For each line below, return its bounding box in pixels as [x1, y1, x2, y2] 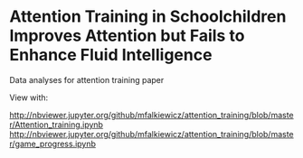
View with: [9, 92, 49, 103]
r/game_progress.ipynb [9, 138, 97, 149]
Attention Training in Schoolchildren [9, 6, 287, 27]
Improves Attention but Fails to [9, 25, 245, 46]
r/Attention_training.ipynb [9, 119, 104, 130]
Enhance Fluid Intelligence [9, 45, 213, 65]
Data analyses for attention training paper [9, 74, 165, 85]
